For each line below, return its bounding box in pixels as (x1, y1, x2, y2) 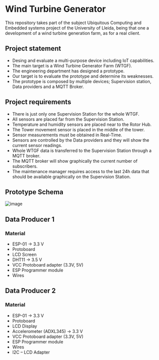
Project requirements (5, 98, 71, 106)
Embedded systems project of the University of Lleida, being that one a (5, 25, 149, 30)
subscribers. (12, 163, 38, 169)
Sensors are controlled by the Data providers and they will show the (12, 137, 150, 143)
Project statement (5, 44, 61, 53)
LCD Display (12, 323, 37, 329)
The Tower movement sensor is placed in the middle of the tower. (12, 126, 145, 132)
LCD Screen (12, 252, 37, 258)
